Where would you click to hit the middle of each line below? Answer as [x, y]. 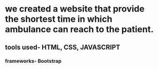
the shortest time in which [59, 19]
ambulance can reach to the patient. [79, 29]
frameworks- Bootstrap [33, 61]
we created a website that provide [75, 9]
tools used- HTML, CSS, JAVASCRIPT [63, 47]
